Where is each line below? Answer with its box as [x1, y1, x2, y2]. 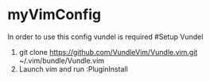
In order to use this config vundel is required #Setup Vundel [7, 32, 204, 41]
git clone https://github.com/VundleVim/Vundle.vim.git [18, 47, 198, 57]
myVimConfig [7, 6, 101, 24]
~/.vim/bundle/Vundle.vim [18, 56, 105, 65]
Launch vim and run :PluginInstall [18, 64, 128, 73]
